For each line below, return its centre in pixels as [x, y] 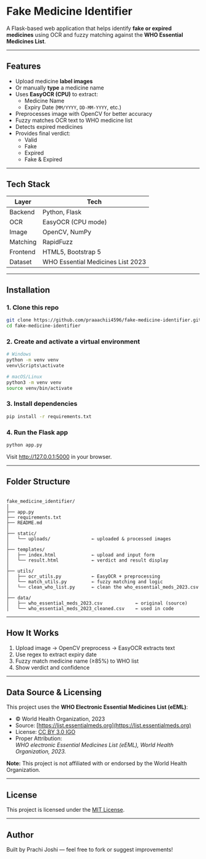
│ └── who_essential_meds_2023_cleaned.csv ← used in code [90, 608]
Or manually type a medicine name [59, 88]
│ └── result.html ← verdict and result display [87, 560]
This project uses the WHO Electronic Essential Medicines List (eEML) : [97, 707]
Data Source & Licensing [54, 692]
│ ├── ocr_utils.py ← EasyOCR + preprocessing [83, 576]
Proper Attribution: [39, 739]
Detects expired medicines [49, 126]
